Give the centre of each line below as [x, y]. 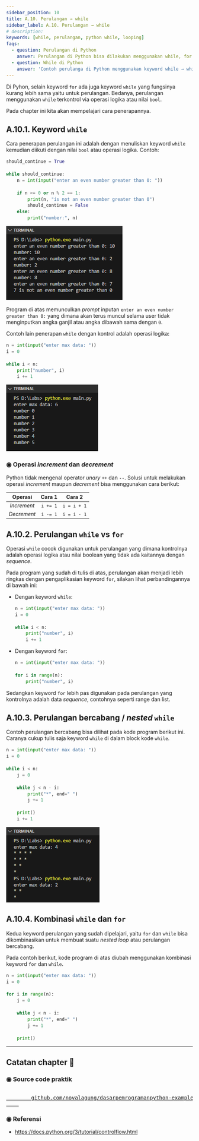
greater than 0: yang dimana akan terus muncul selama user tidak [88, 316]
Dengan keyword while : [44, 596]
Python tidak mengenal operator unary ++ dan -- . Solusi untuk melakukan [96, 478]
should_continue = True [36, 162]
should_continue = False [58, 206]
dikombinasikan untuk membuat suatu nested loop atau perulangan [88, 940]
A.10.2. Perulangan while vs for [65, 534]
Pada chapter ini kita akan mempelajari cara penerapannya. [78, 110]
